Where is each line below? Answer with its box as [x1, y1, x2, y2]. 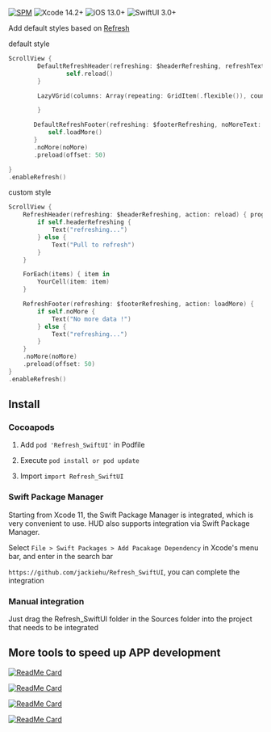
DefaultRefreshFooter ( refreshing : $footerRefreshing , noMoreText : [33, 121, 262, 129]
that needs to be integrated [8, 622, 99, 632]
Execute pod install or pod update [19, 456, 140, 465]
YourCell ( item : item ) [37, 278, 110, 286]
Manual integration [8, 595, 85, 607]
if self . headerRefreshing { [37, 218, 131, 226]
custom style [8, 187, 52, 197]
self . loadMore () [48, 128, 103, 137]
